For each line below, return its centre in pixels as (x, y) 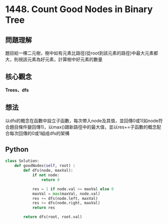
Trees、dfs (17, 90)
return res (44, 208)
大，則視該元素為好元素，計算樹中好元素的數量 (54, 59)
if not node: (46, 175)
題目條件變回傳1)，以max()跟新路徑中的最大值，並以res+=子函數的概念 (83, 127)
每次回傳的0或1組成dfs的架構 (39, 133)
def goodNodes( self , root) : (45, 166)
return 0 (50, 180)
